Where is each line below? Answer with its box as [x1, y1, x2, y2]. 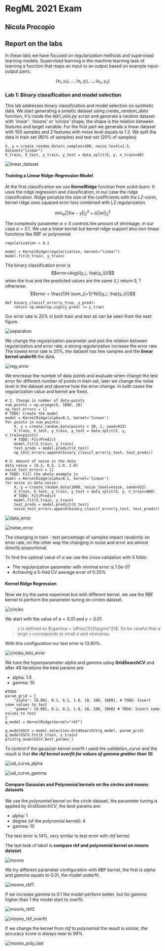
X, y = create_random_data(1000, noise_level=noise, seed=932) [14, 485, 147, 490]
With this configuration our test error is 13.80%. [5, 641, 101, 647]
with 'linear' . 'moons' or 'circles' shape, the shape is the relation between [5, 118, 154, 124]
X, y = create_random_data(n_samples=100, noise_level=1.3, [5, 144, 132, 149]
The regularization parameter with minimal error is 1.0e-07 [12, 564, 131, 570]
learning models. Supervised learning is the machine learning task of [5, 58, 145, 64]
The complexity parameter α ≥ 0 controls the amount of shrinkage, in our [5, 221, 154, 227]
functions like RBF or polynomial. [5, 231, 72, 237]
